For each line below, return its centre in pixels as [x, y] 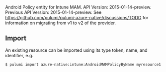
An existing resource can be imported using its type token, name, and [76, 50]
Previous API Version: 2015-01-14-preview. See [53, 12]
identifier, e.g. [19, 55]
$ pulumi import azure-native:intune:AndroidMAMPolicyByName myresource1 [83, 64]
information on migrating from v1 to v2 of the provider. [60, 23]
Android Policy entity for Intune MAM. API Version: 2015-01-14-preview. [78, 7]
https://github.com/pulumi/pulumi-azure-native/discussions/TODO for [77, 18]
